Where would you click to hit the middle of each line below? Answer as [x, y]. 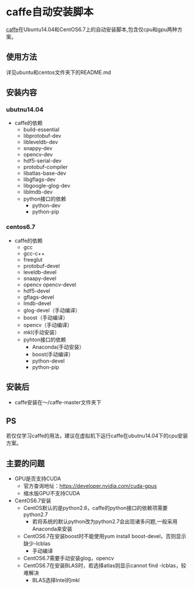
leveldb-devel [40, 272]
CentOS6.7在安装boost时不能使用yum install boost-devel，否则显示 [105, 536]
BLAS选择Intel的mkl [56, 580]
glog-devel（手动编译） [52, 310]
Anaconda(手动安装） [58, 347]
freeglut [33, 259]
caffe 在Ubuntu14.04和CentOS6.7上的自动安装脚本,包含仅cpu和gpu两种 [92, 29]
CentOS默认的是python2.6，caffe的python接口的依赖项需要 [96, 508]
